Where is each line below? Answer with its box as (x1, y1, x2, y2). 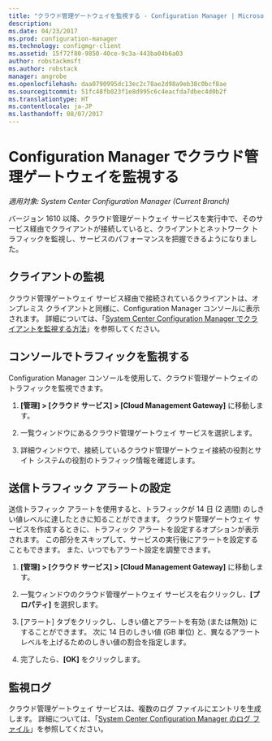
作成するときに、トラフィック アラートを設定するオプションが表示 (36, 525, 260, 535)
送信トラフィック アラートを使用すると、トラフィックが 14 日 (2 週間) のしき (8, 505, 265, 514)
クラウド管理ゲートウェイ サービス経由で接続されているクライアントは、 (8, 293, 252, 303)
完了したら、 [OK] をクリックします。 (19, 655, 145, 665)
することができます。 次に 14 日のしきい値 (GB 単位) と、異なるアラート (19, 627, 261, 637)
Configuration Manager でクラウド (8, 148, 245, 167)
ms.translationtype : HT (8, 95, 89, 103)
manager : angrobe (8, 72, 67, 80)
